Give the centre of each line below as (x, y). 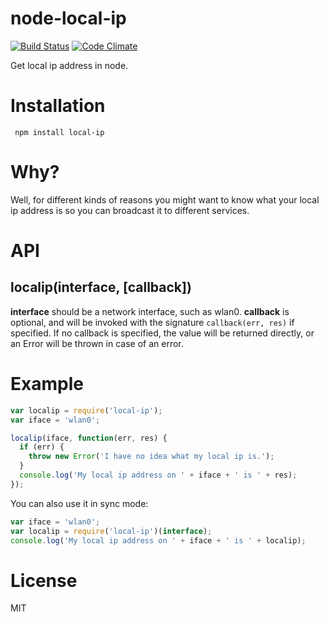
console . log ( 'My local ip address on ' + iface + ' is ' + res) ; (158, 475)
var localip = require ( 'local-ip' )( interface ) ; (111, 531)
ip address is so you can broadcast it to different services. (130, 210)
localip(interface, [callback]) (101, 287)
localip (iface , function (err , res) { (89, 438)
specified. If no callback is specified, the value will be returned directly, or (162, 333)
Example (47, 384)
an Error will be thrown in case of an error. (97, 343)
